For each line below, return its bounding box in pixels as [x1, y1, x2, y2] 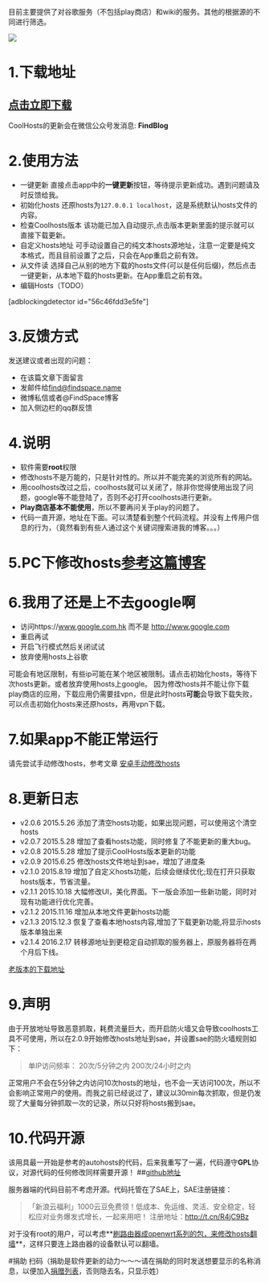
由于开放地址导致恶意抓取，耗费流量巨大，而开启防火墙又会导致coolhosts [8, 1023, 252, 1033]
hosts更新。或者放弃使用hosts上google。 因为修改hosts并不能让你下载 [14, 679, 250, 688]
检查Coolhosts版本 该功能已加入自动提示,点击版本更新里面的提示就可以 [19, 220, 255, 229]
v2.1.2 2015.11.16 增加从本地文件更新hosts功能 [19, 906, 170, 916]
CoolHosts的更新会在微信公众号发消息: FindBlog [8, 121, 169, 130]
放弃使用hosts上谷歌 [19, 651, 88, 662]
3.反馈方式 [8, 328, 79, 346]
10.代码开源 [8, 1129, 85, 1147]
